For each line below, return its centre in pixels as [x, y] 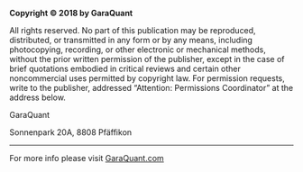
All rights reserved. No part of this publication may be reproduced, [133, 30]
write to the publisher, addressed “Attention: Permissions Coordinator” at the [151, 88]
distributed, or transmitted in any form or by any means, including [131, 40]
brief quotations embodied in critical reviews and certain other [125, 68]
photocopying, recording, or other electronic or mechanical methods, [138, 50]
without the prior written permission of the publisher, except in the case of [147, 59]
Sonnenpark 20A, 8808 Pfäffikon [71, 132]
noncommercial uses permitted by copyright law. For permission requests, [147, 78]
